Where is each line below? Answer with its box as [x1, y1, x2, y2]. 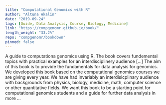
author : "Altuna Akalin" [5, 12, 57, 17]
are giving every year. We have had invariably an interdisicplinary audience [5, 74, 159, 80]
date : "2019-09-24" [5, 16, 46, 21]
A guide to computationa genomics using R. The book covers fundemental [5, 53, 158, 59]
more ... [5, 95, 21, 101]
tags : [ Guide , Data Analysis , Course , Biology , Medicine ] [5, 21, 128, 26]
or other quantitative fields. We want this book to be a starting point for [5, 85, 151, 91]
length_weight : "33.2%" [5, 30, 55, 35]
